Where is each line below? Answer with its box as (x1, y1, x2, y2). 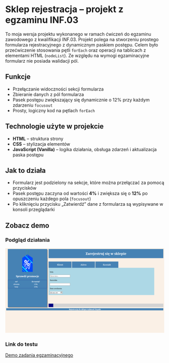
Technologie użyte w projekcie (5, 122, 104, 131)
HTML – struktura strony (12, 135, 64, 142)
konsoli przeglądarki (12, 206, 55, 213)
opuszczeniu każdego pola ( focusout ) (12, 196, 91, 202)
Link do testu (5, 340, 38, 347)
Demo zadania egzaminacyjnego (5, 352, 73, 358)
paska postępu (12, 152, 44, 158)
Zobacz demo (5, 221, 49, 230)
